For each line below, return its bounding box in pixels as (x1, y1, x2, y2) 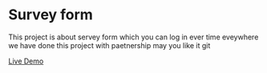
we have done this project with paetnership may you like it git (8, 40, 211, 50)
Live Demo (8, 56, 44, 66)
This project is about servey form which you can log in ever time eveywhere (8, 32, 259, 42)
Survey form (8, 6, 94, 24)
